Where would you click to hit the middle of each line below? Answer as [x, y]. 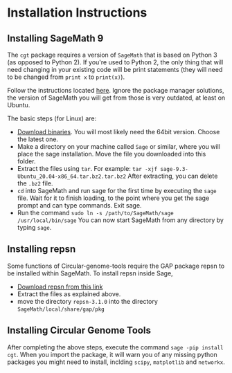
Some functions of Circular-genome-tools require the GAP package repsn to [116, 266]
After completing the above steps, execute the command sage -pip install [115, 347]
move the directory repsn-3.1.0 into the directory [87, 301]
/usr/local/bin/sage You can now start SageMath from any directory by [120, 220]
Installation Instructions [77, 13]
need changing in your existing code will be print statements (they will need [115, 70]
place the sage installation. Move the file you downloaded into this [111, 154]
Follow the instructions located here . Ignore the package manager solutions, [116, 90]
